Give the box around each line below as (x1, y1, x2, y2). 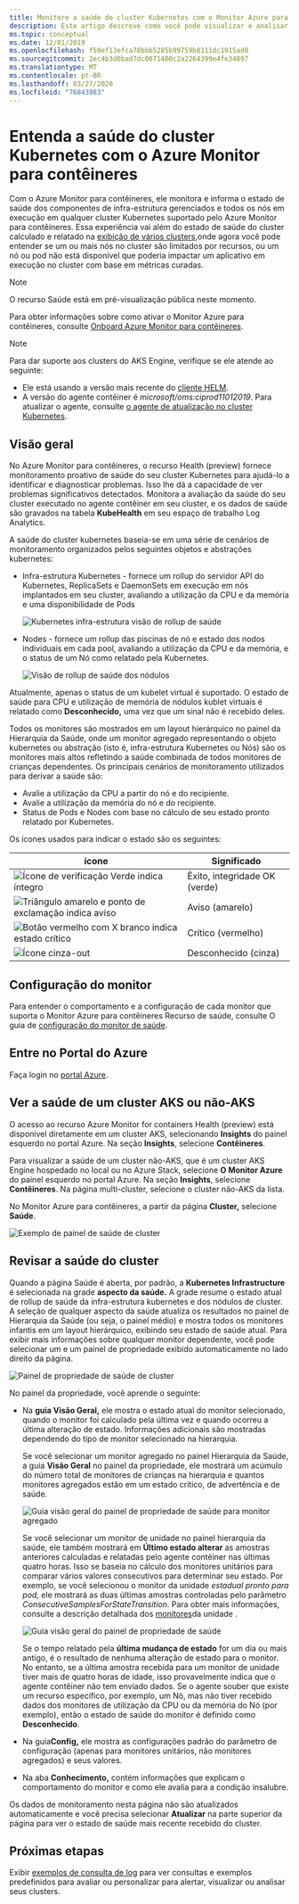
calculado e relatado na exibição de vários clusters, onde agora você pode (9, 231, 281, 242)
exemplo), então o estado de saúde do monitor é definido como (21, 1709, 256, 1719)
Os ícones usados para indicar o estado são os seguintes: (9, 834, 222, 845)
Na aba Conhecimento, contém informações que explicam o (21, 1772, 246, 1783)
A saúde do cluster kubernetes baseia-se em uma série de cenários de (9, 534, 270, 545)
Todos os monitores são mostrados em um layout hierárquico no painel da (9, 723, 281, 734)
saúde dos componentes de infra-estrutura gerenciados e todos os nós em (9, 202, 285, 214)
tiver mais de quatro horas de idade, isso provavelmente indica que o (21, 1671, 276, 1682)
